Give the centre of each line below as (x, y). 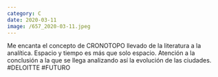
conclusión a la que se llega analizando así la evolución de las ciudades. (109, 60)
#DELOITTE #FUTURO (39, 68)
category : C (24, 13)
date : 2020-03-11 (32, 20)
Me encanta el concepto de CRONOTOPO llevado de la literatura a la (104, 46)
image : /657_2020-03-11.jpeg (49, 26)
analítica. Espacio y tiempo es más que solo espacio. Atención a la (101, 53)
